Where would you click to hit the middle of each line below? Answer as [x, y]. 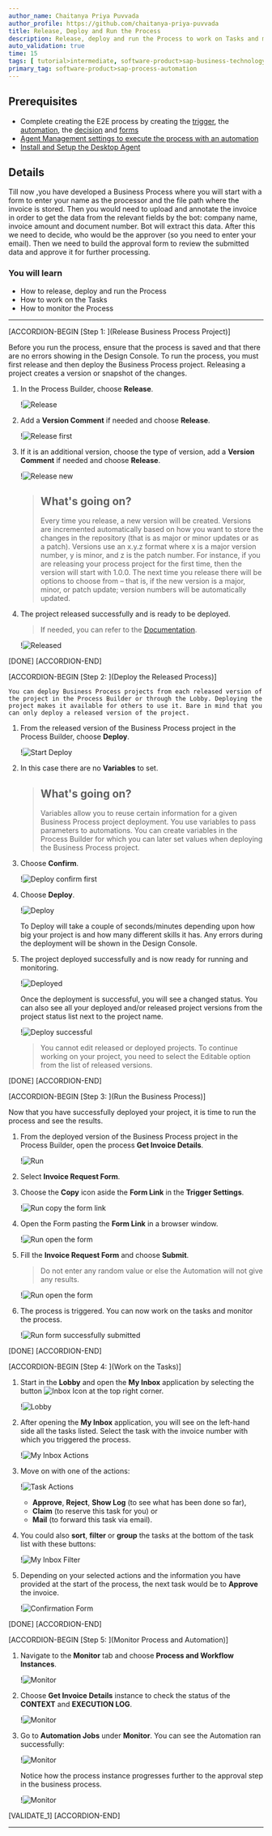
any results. [59, 1280]
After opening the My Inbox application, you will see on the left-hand [135, 1422]
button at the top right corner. [92, 1391]
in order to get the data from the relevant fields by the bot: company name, [133, 218]
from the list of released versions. [96, 1065]
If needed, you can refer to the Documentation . [119, 630]
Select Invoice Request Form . [70, 1177]
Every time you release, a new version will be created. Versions [146, 521]
